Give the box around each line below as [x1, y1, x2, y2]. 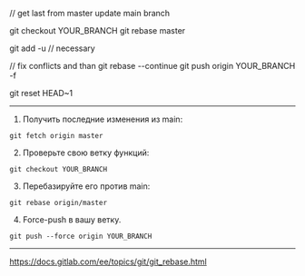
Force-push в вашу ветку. [22, 214, 122, 225]
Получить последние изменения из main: [22, 113, 183, 124]
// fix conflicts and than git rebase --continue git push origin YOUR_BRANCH [9, 61, 296, 71]
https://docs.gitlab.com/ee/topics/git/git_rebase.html [9, 256, 207, 267]
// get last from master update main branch [9, 8, 171, 18]
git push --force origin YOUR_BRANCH [9, 232, 152, 241]
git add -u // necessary [9, 43, 95, 54]
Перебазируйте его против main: [22, 181, 151, 192]
